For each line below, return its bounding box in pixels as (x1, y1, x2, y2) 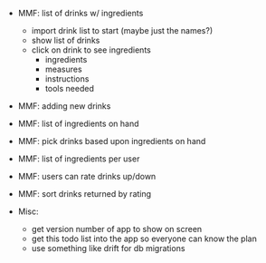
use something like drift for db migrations (31, 243, 185, 253)
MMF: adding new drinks (17, 101, 111, 112)
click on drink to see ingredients (31, 44, 151, 55)
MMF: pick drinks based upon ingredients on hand (17, 136, 206, 146)
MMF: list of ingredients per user (17, 153, 140, 164)
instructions (44, 73, 90, 84)
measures (44, 63, 83, 74)
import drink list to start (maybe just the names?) (31, 25, 214, 35)
